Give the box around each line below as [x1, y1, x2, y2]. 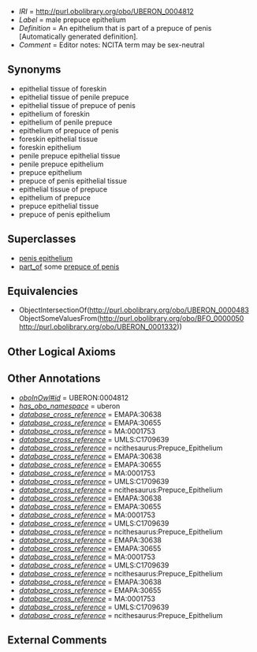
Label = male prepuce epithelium [18, 15, 127, 24]
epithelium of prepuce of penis [18, 125, 119, 135]
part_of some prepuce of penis [18, 262, 120, 271]
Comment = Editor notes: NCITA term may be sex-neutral [18, 40, 205, 50]
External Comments [7, 634, 107, 647]
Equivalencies [7, 285, 78, 298]
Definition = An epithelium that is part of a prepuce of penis [18, 24, 212, 32]
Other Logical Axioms [7, 345, 116, 358]
